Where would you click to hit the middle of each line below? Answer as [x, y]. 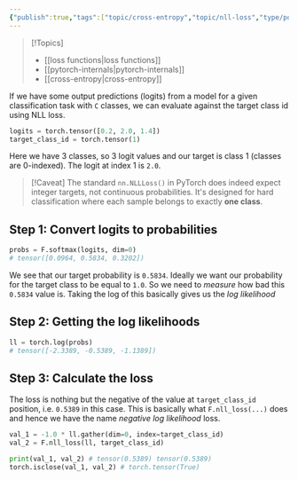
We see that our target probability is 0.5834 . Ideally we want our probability [146, 275]
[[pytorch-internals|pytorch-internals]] [114, 69]
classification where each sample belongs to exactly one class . [147, 201]
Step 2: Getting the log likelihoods [105, 322]
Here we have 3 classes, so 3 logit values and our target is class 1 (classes [145, 156]
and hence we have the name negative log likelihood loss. [115, 419]
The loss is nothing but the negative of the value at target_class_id [133, 399]
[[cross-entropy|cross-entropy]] [103, 79]
